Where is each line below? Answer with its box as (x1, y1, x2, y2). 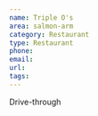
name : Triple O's (9, 13, 74, 22)
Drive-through (9, 96, 61, 107)
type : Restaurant (9, 38, 74, 48)
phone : (9, 47, 34, 56)
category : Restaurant (9, 30, 90, 39)
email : (9, 55, 34, 64)
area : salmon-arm (9, 22, 74, 31)
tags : (9, 72, 29, 81)
